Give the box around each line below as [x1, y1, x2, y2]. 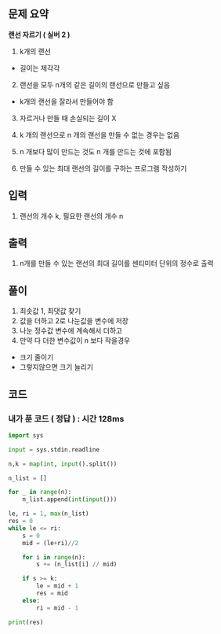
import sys [8, 431, 44, 439]
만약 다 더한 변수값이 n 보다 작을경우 [19, 336, 131, 345]
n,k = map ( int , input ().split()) [8, 459, 118, 468]
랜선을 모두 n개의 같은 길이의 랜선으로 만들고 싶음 [19, 79, 171, 89]
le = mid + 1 [36, 582, 79, 590]
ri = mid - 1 [36, 604, 79, 612]
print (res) [8, 618, 44, 626]
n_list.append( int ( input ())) [22, 496, 118, 503]
